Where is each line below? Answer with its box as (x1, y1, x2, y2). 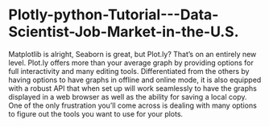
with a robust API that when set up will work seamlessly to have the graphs (8, 83, 258, 93)
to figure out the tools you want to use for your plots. (8, 109, 184, 118)
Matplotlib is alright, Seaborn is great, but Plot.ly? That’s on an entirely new (8, 49, 257, 59)
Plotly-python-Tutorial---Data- (8, 6, 219, 24)
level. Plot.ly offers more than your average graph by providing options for (8, 58, 254, 68)
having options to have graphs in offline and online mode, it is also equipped (8, 75, 262, 84)
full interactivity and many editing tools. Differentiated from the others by (8, 66, 250, 76)
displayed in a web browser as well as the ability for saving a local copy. (8, 92, 247, 101)
